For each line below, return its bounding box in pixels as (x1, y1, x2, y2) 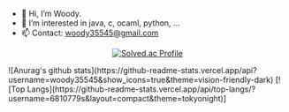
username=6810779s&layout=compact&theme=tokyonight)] (8, 93, 227, 103)
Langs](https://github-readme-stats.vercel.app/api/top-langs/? (27, 84, 256, 94)
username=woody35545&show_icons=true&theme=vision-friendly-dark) (8, 75, 274, 85)
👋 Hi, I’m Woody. (20, 9, 81, 19)
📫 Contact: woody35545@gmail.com (20, 27, 159, 38)
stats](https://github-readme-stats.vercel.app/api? (73, 65, 257, 75)
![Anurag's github (8, 65, 72, 75)
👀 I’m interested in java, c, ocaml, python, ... (20, 18, 180, 28)
